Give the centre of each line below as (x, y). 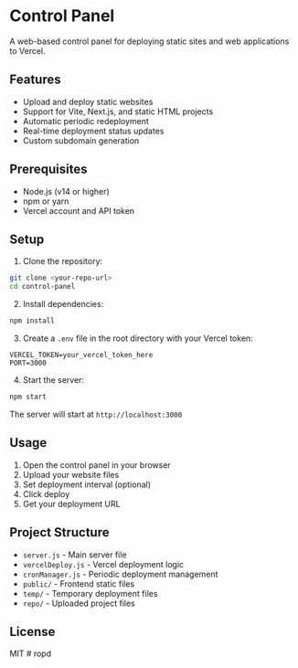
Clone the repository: (63, 261)
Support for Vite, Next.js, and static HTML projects (118, 111)
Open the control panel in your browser (96, 465)
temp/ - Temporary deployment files (90, 593)
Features (35, 80)
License (32, 631)
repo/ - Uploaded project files (79, 603)
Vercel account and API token (79, 210)
